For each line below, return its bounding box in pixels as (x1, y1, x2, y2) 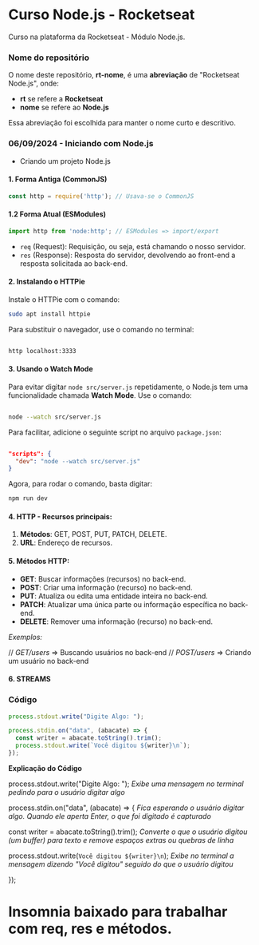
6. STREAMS (8, 674, 52, 684)
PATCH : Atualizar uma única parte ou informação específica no (19, 599, 228, 609)
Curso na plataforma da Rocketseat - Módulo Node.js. (8, 32, 186, 42)
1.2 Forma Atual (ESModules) (8, 209, 106, 219)
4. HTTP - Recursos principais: (8, 511, 113, 521)
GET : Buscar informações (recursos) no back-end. (19, 574, 186, 584)
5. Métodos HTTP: (8, 557, 70, 566)
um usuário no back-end (8, 656, 89, 665)
